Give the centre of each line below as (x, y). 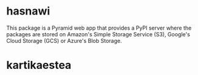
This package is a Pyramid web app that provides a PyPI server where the (99, 28)
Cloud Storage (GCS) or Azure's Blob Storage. (64, 41)
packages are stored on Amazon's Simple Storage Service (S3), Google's (98, 34)
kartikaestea (39, 65)
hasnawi (28, 11)
